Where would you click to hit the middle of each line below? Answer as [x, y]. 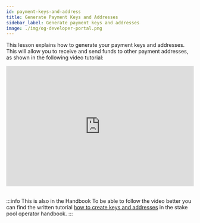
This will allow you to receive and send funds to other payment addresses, [97, 52]
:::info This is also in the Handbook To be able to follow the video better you [99, 201]
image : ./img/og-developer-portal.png [54, 28]
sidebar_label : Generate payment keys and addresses [73, 23]
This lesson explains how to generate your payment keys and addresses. [96, 45]
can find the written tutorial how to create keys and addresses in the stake [97, 208]
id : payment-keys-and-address [44, 12]
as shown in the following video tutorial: [55, 58]
